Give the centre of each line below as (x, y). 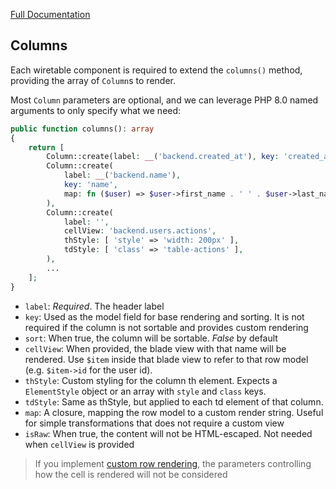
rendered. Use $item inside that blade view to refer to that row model (166, 359)
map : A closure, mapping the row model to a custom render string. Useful (174, 412)
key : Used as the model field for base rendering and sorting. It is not (164, 316)
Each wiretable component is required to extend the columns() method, (156, 70)
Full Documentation (50, 14)
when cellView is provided (79, 444)
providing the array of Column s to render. (93, 80)
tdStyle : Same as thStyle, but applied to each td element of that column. (174, 401)
